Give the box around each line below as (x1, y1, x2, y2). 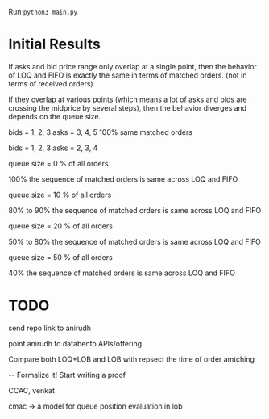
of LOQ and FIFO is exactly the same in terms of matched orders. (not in (8, 70, 247, 80)
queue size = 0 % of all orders (8, 158, 109, 168)
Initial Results (8, 36, 101, 53)
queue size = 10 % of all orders (8, 190, 112, 199)
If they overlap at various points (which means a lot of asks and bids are (8, 94, 247, 104)
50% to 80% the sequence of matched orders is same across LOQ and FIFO (8, 237, 262, 246)
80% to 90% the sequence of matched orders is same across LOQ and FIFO (8, 205, 262, 215)
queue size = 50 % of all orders (8, 252, 113, 262)
